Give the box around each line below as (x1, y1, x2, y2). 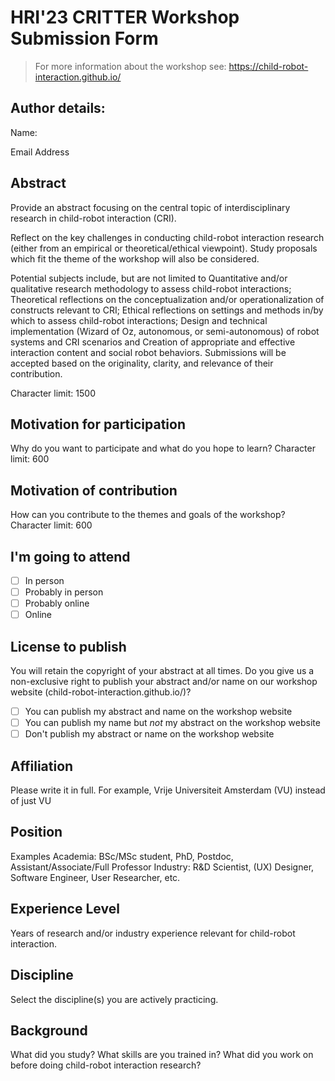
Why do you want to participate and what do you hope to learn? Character (10, 442, 316, 455)
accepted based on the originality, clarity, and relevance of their (10, 357, 274, 369)
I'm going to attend (10, 548, 131, 565)
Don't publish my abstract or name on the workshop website (24, 728, 275, 740)
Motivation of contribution (10, 482, 178, 499)
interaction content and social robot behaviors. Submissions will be (10, 346, 287, 358)
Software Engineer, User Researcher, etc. (10, 871, 181, 883)
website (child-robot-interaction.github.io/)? (10, 686, 192, 698)
